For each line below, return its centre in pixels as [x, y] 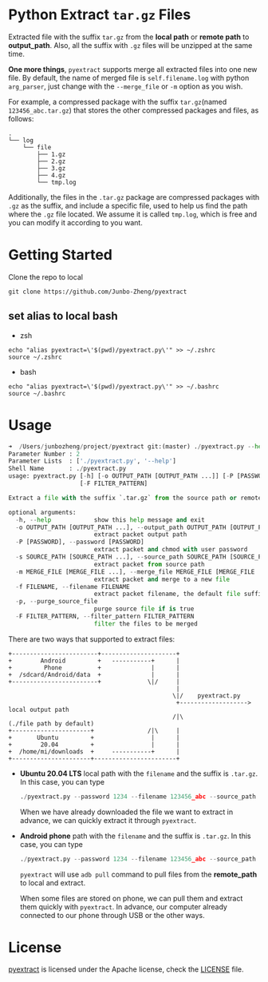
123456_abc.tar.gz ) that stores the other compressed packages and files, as [134, 110]
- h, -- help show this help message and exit [110, 520]
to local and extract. [53, 883]
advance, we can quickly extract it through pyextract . [108, 820]
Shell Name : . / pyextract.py [67, 469]
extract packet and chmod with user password [171, 550]
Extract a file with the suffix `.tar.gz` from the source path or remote [135, 498]
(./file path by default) [51, 724]
